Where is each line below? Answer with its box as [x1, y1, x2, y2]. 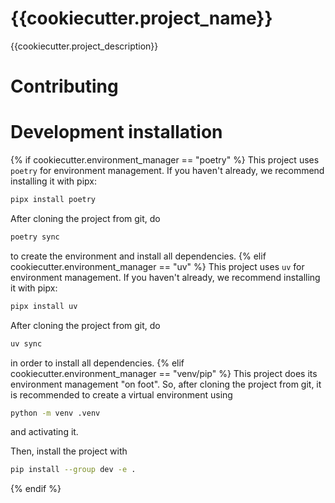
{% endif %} [10, 483, 62, 495]
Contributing [10, 75, 119, 98]
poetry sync [10, 232, 60, 242]
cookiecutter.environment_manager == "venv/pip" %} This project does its [10, 367, 318, 379]
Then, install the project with [10, 445, 128, 457]
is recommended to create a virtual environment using [10, 388, 233, 401]
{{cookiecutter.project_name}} [10, 7, 273, 30]
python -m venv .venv [10, 408, 101, 418]
